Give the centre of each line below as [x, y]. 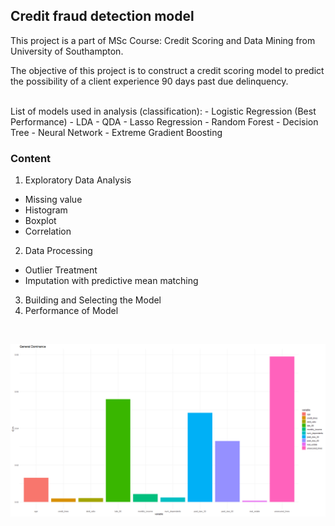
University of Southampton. [67, 51]
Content [31, 158]
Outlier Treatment [61, 270]
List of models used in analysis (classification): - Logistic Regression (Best [163, 111]
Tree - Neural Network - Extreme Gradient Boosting [116, 132]
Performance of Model [71, 311]
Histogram [46, 210]
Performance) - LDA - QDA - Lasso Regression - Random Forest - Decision [164, 121]
